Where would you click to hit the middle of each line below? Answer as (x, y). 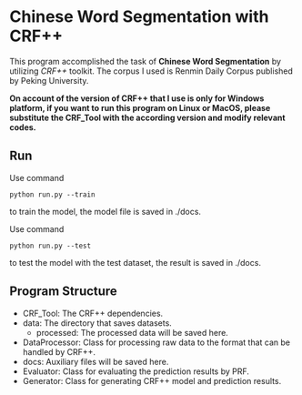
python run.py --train (52, 194)
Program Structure (64, 292)
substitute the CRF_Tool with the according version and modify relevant (147, 117)
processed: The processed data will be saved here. (132, 332)
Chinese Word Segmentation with (139, 17)
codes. (23, 127)
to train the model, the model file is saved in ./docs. (106, 211)
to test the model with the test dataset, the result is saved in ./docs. (136, 262)
